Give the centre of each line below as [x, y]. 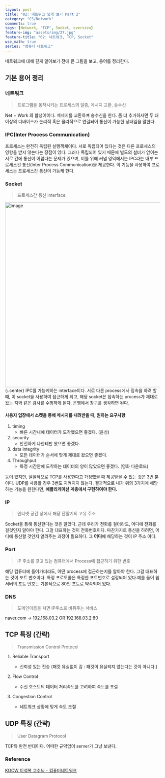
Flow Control [25, 676]
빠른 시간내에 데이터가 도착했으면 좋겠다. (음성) [64, 432]
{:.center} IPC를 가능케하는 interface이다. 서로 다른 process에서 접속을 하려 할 [81, 390]
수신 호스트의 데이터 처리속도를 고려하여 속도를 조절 [69, 686]
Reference [18, 759]
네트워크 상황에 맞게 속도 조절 [48, 707]
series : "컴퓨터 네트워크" [29, 46]
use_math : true [21, 42]
